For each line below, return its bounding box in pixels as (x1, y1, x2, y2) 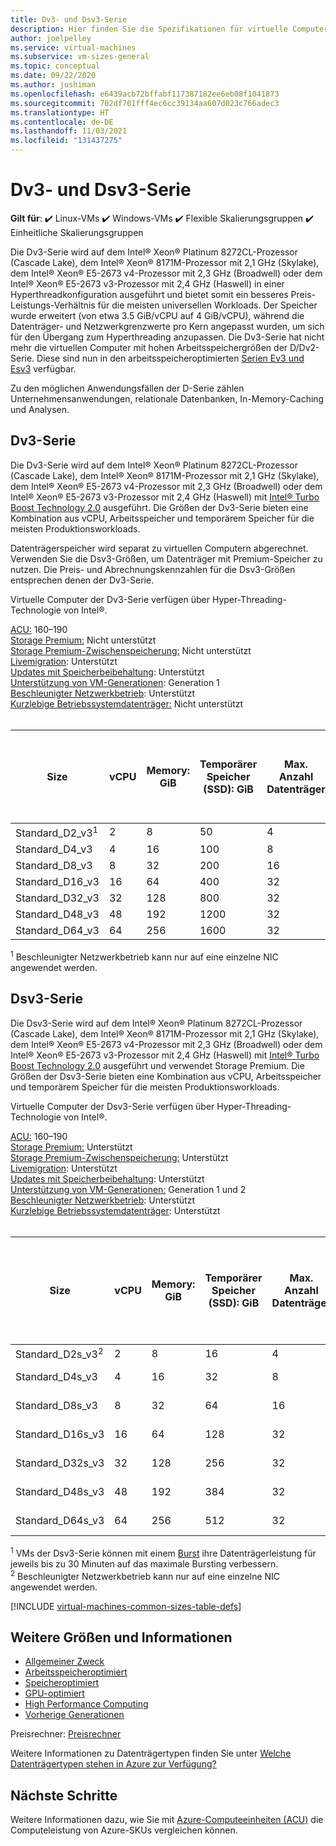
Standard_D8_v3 (15, 859, 93, 873)
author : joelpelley (10, 33, 92, 43)
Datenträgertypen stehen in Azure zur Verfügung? (10, 1758, 217, 1770)
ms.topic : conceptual (10, 61, 101, 71)
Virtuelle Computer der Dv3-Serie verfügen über (10, 593, 210, 605)
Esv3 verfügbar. (10, 362, 77, 375)
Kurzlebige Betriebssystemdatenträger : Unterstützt (10, 1204, 221, 1216)
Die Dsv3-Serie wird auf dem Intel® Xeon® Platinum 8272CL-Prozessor (10, 1017, 303, 1029)
